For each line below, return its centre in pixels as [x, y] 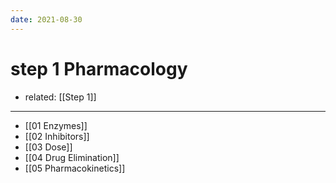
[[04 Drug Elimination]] [72, 157]
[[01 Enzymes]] [56, 125]
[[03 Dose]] [48, 147]
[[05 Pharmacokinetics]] [75, 168]
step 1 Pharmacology [99, 68]
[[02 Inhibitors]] [57, 136]
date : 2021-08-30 [46, 19]
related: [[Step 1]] [60, 97]
